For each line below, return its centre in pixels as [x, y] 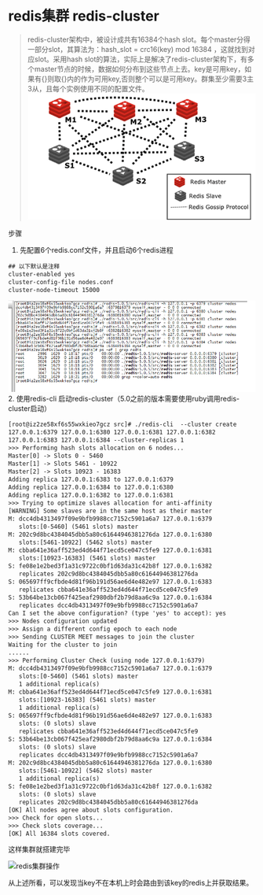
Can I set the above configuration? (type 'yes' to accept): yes [117, 614]
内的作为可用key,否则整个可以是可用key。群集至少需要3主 [160, 79]
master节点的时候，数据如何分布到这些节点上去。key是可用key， [139, 68]
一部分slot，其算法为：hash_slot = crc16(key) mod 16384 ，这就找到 [138, 49]
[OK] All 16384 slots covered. [59, 834]
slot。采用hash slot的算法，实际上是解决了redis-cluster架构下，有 [141, 59]
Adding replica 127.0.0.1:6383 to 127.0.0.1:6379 [91, 480]
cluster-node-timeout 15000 [54, 290]
